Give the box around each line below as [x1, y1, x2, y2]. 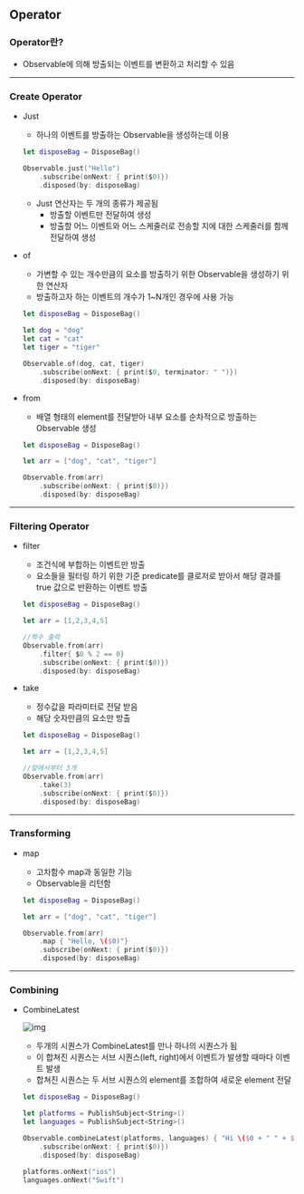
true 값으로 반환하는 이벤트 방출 [35, 582, 148, 592]
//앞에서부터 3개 [22, 764, 77, 773]
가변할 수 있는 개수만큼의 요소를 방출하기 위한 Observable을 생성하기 [35, 269, 280, 280]
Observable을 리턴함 [35, 878, 111, 889]
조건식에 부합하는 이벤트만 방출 [35, 559, 146, 570]
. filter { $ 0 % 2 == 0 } [39, 650, 125, 659]
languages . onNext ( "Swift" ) [22, 1175, 125, 1185]
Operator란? [9, 36, 64, 49]
